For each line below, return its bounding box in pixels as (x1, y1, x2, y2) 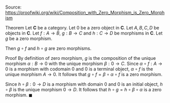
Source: (5, 4, 22, 10)
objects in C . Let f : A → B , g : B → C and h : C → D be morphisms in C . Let (5, 30, 163, 37)
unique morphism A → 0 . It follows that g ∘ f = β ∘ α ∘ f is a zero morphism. (5, 72, 163, 78)
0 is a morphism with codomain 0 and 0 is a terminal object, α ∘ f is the (5, 66, 153, 72)
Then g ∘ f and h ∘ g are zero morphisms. (5, 45, 92, 52)
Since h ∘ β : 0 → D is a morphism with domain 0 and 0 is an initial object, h (5, 81, 163, 87)
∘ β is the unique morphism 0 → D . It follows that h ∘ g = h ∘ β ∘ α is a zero (5, 87, 162, 93)
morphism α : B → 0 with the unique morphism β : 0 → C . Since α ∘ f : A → (5, 60, 163, 67)
